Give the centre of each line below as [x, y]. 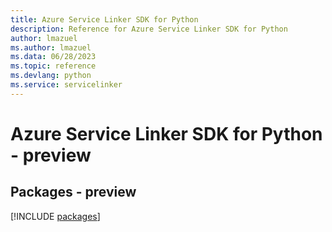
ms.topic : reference [53, 66]
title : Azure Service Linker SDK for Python [104, 19]
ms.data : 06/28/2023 [53, 57]
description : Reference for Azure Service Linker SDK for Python [149, 29]
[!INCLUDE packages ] [55, 216]
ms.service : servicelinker [66, 85]
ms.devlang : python [51, 76]
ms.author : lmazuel [51, 47]
